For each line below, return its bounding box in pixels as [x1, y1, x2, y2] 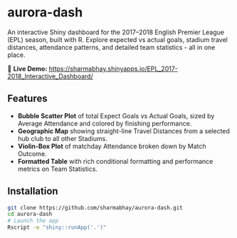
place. [7, 51, 26, 59]
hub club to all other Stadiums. [17, 134, 108, 143]
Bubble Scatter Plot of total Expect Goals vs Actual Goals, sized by [17, 111, 215, 120]
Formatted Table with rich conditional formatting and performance [17, 157, 214, 165]
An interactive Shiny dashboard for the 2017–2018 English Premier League [7, 28, 224, 36]
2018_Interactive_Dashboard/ [7, 72, 94, 81]
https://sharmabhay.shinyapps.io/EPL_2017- [48, 64, 178, 73]
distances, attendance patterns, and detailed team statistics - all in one [7, 43, 216, 51]
